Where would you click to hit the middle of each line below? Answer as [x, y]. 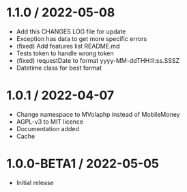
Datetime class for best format [59, 68]
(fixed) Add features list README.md [68, 46]
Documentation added [48, 128]
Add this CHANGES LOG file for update [71, 31]
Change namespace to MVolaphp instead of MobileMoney [98, 114]
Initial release [35, 182]
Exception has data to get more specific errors [82, 38]
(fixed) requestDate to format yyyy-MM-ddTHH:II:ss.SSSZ [98, 60]
